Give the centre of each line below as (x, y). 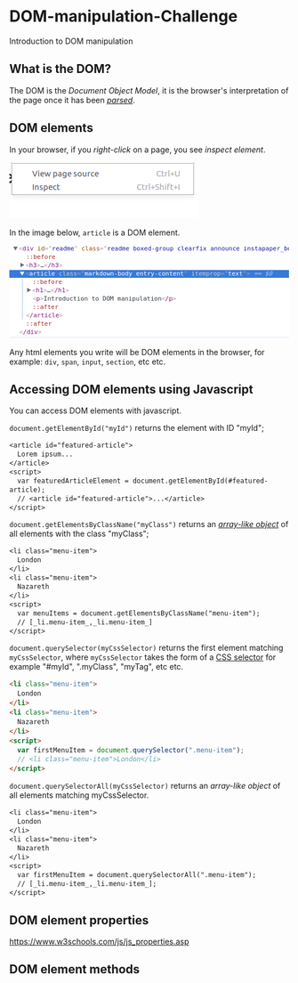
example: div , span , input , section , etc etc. (88, 362)
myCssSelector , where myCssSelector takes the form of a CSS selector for (143, 657)
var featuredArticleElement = (73, 481)
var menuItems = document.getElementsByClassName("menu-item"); (139, 613)
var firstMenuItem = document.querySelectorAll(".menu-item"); (137, 875)
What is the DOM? (60, 69)
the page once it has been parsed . (72, 100)
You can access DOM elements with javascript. (96, 410)
